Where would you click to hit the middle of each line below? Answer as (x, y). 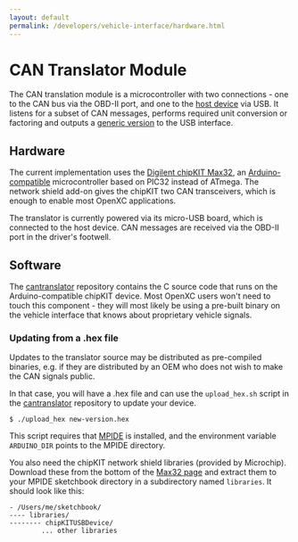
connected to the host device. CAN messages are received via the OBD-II (144, 227)
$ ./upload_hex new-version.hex (69, 420)
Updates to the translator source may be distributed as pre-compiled (136, 357)
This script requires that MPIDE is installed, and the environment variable (143, 436)
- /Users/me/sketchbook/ (55, 508)
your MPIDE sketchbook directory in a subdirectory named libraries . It (141, 481)
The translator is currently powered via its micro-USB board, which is (136, 218)
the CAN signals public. (52, 376)
